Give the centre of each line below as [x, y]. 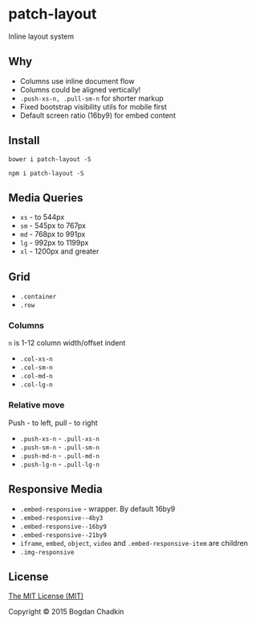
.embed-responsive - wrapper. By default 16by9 [98, 509]
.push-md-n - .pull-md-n [60, 455]
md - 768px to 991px [53, 234]
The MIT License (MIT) [46, 596]
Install [24, 141]
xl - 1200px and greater [59, 251]
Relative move [37, 405]
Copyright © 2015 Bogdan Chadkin [66, 612]
